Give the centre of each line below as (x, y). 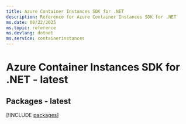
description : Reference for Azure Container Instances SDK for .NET (91, 17)
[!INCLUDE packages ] (32, 115)
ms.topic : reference (31, 28)
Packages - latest (39, 101)
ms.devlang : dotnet (30, 33)
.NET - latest (37, 80)
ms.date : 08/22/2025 (31, 22)
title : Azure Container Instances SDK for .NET (65, 11)
